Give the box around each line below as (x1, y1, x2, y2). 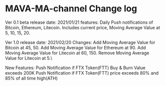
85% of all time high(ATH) (5, 75, 58, 81)
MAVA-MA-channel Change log (5, 3, 137, 14)
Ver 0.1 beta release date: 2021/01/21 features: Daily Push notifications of (5, 19, 153, 25)
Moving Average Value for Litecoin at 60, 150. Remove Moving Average (5, 50, 150, 56)
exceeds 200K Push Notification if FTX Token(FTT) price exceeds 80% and (5, 70, 159, 76)
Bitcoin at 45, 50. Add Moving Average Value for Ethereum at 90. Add (5, 44, 146, 50)
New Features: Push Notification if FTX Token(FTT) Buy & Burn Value (5, 65, 146, 71)
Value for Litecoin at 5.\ (5, 55, 53, 61)
